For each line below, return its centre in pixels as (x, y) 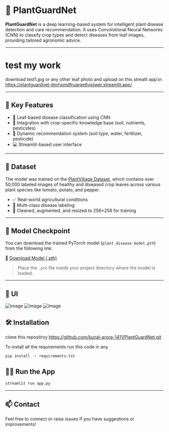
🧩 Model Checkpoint (38, 231)
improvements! (21, 424)
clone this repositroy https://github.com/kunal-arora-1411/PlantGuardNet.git (83, 337)
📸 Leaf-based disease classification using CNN (61, 117)
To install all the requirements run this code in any (57, 346)
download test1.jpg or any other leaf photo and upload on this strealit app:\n (84, 79)
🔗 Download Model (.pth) (31, 258)
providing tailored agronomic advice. (43, 40)
